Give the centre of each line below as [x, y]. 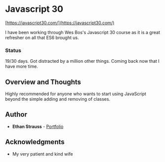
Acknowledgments [35, 142]
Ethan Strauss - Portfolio [38, 126]
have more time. [21, 66]
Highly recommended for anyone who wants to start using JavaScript [76, 94]
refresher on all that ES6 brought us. [42, 38]
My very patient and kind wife [42, 154]
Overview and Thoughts [43, 82]
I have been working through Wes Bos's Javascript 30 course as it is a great [83, 32]
